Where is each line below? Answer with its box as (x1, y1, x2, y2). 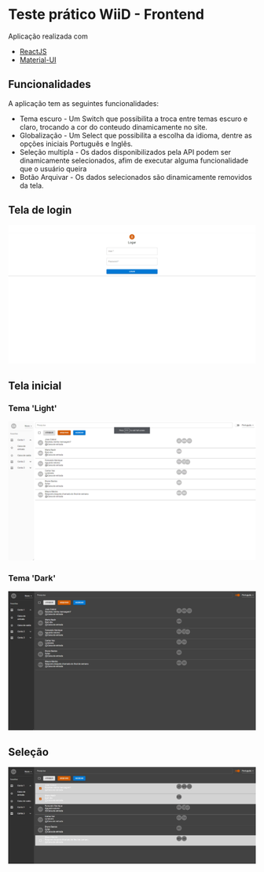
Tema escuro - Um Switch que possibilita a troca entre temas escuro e (19, 114, 248, 123)
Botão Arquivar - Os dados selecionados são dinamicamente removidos (19, 172, 253, 181)
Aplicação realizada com (8, 31, 88, 41)
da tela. (19, 181, 45, 190)
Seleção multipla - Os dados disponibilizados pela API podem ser (19, 147, 232, 156)
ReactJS (19, 46, 47, 56)
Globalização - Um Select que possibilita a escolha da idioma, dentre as (19, 130, 253, 140)
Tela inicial (8, 379, 62, 393)
